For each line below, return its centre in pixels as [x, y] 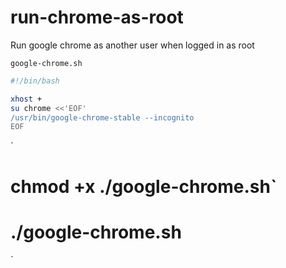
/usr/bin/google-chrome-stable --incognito [102, 117]
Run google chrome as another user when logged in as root [132, 45]
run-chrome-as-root [97, 17]
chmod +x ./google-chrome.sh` [144, 186]
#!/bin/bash [35, 81]
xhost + [26, 99]
